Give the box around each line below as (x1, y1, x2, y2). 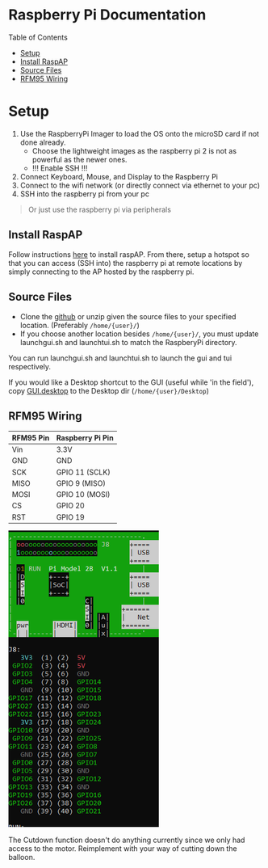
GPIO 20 (56, 501, 85, 511)
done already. (19, 137, 66, 147)
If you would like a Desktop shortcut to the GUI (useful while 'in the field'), (8, 377, 254, 387)
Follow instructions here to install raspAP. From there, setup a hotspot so (8, 249, 250, 259)
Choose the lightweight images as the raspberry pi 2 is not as (31, 145, 237, 155)
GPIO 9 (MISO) (56, 478, 107, 488)
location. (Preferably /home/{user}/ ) (19, 320, 140, 330)
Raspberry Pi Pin (56, 432, 115, 442)
